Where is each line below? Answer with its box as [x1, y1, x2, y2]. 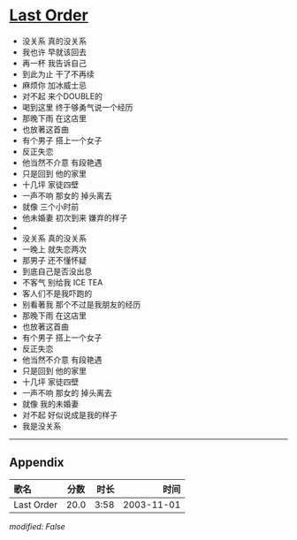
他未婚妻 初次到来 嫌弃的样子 [21, 212, 128, 223]
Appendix [9, 455, 65, 470]
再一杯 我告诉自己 [21, 57, 87, 68]
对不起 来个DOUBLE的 [21, 90, 103, 102]
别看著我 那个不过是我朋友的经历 [21, 299, 141, 309]
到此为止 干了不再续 [21, 68, 95, 80]
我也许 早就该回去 [21, 46, 87, 57]
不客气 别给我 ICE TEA [21, 277, 103, 287]
